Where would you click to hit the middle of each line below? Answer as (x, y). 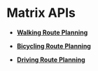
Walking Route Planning (52, 32)
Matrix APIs (41, 13)
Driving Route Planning (51, 59)
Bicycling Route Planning (54, 46)
